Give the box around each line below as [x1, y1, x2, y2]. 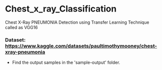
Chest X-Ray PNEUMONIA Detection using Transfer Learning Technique [5, 19, 149, 25]
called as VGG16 [5, 24, 38, 30]
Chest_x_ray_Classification [5, 3, 117, 14]
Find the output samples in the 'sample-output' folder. [12, 59, 121, 66]
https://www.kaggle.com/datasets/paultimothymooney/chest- [5, 42, 157, 49]
